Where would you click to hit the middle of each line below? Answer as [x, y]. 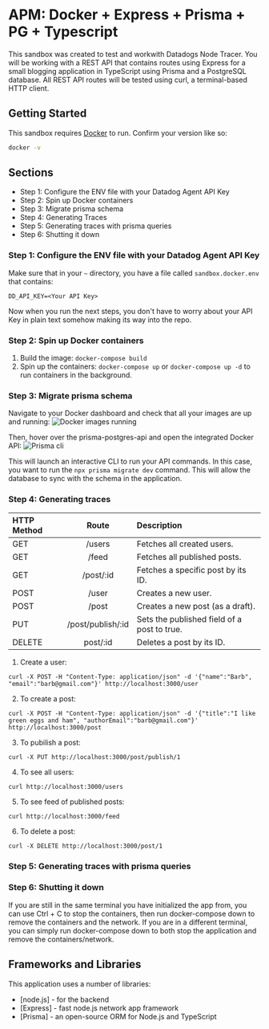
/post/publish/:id [98, 624]
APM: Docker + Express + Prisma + [127, 15]
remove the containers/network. [61, 939]
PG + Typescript [63, 32]
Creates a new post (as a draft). [196, 606]
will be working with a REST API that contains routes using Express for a [127, 63]
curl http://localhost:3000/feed [64, 816]
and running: [29, 422]
